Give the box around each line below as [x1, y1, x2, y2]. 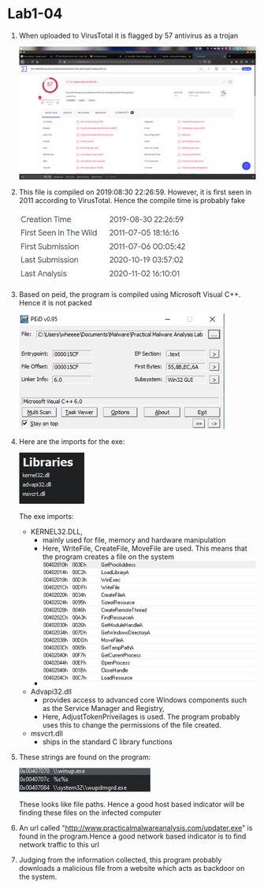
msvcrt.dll [30, 729, 64, 739]
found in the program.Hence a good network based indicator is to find [18, 832, 247, 841]
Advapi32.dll [30, 687, 73, 697]
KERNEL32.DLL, [30, 527, 84, 536]
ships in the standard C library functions [42, 737, 173, 746]
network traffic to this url [18, 840, 100, 850]
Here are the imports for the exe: [18, 437, 125, 446]
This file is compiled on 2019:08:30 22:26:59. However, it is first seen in [18, 187, 252, 197]
